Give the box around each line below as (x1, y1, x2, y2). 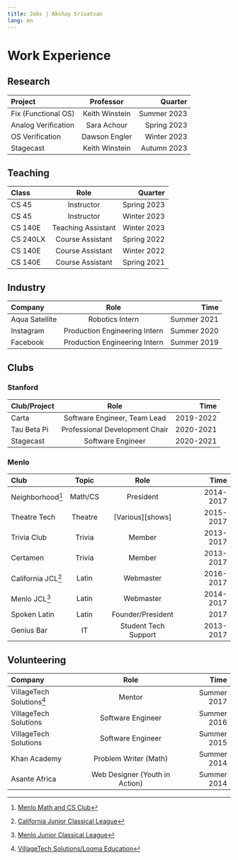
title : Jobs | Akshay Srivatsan (7, 10, 103, 18)
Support (129, 630, 157, 640)
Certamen (11, 553, 45, 563)
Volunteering (7, 654, 67, 666)
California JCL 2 (11, 573, 62, 584)
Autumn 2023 (140, 143, 188, 153)
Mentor (118, 692, 143, 701)
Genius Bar (11, 626, 48, 636)
